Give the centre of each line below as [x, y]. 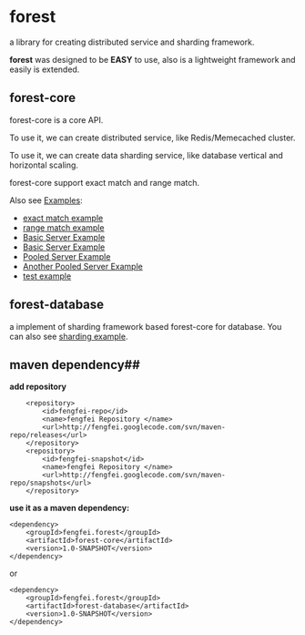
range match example [63, 227]
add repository [38, 387]
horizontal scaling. [44, 165]
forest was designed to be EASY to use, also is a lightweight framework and [152, 59]
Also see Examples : [46, 200]
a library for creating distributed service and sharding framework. [132, 42]
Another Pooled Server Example [82, 266]
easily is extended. [45, 69]
